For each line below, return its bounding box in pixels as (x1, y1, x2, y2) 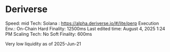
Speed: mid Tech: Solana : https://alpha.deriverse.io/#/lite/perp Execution (5, 20, 159, 26)
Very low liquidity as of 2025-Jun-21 (5, 40, 81, 46)
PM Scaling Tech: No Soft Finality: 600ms (5, 31, 92, 37)
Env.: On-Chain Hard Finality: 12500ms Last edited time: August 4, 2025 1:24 (5, 25, 165, 31)
